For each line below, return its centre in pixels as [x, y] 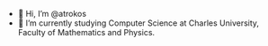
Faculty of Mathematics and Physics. [86, 32]
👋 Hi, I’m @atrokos [52, 14]
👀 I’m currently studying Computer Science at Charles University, [138, 23]
